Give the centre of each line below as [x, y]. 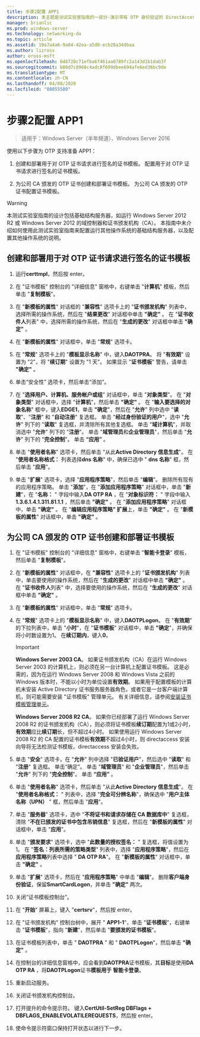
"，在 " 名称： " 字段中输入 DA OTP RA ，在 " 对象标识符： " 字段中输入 [106, 494]
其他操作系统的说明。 [38, 237]
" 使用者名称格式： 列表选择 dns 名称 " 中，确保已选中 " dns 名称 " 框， [99, 459]
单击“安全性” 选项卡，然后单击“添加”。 [62, 381]
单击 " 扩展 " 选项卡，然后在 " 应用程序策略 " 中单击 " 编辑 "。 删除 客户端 [100, 877]
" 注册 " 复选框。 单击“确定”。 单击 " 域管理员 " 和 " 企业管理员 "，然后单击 [102, 767]
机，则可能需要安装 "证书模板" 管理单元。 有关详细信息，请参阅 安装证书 [103, 697]
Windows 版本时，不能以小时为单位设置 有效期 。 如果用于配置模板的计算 [104, 682]
